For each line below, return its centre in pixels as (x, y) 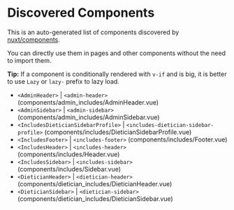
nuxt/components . (34, 39)
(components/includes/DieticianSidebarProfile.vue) (118, 132)
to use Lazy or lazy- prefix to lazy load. (64, 81)
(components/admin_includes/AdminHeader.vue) (88, 102)
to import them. (29, 60)
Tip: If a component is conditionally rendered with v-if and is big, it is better (117, 74)
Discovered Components (81, 13)
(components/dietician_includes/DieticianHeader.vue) (95, 183)
